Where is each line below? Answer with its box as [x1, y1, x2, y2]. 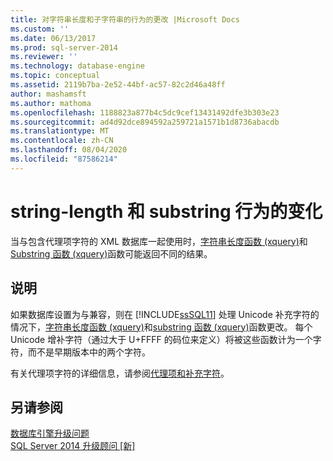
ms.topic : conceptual [10, 71, 101, 81]
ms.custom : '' [10, 24, 70, 34]
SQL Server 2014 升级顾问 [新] [10, 440, 136, 452]
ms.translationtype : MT [10, 126, 110, 136]
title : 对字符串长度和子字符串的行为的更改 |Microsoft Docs [10, 14, 240, 25]
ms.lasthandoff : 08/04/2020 [10, 145, 128, 155]
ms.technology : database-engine [10, 61, 145, 71]
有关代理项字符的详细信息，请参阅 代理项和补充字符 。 [10, 367, 230, 379]
